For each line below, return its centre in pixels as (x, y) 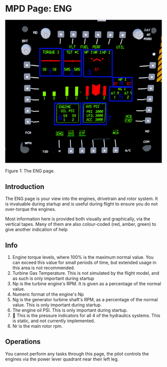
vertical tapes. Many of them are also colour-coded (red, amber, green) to (81, 224)
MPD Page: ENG (39, 9)
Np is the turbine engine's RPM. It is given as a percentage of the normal (87, 284)
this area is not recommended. (44, 268)
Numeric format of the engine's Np (48, 294)
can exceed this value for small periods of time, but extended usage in (84, 263)
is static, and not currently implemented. (54, 321)
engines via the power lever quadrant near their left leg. (62, 359)
